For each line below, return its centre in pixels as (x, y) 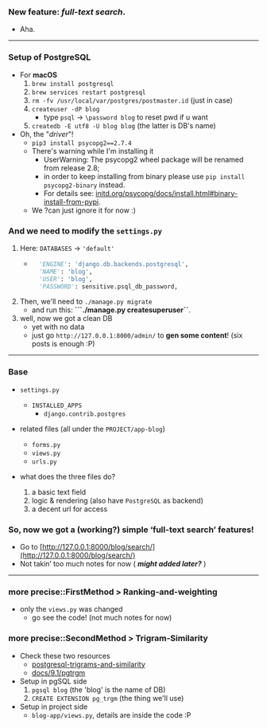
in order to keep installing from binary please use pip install (144, 176)
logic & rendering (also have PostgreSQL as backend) (118, 500)
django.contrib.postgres (85, 414)
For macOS (39, 75)
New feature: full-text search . (67, 12)
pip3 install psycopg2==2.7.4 (82, 143)
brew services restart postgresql (89, 92)
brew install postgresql (73, 84)
